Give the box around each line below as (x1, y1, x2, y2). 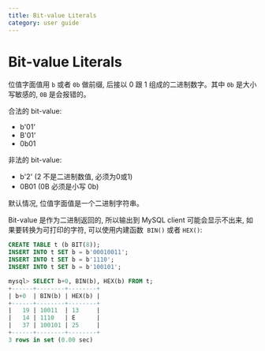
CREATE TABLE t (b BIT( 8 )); (8, 241, 101, 249)
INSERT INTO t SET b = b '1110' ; (8, 256, 114, 264)
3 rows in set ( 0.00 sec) (8, 336, 93, 344)
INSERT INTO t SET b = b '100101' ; (8, 263, 122, 271)
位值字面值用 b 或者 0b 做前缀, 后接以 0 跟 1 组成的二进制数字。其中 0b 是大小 (8, 80, 257, 89)
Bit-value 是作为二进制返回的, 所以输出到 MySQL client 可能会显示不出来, (8, 215, 244, 225)
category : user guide (8, 19, 80, 27)
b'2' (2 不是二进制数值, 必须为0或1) (19, 172, 133, 181)
